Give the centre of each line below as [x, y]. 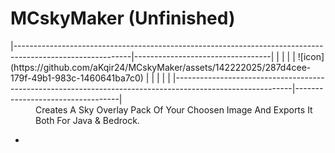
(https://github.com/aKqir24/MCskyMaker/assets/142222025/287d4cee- [161, 67]
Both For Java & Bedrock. [87, 120]
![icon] [311, 56]
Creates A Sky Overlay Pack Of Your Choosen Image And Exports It [174, 109]
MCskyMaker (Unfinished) [123, 18]
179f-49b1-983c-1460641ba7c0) [77, 78]
